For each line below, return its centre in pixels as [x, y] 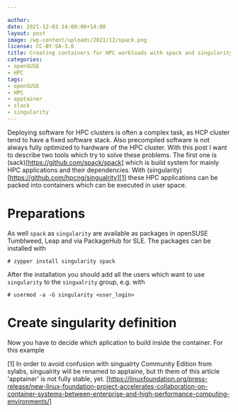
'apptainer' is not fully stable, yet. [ [58, 379]
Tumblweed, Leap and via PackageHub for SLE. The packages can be [109, 241]
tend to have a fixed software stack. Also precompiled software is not [109, 139]
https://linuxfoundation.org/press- [158, 379]
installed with [27, 248]
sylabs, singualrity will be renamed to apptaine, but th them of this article [114, 371]
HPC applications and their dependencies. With [76, 170]
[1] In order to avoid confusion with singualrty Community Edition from [110, 364]
